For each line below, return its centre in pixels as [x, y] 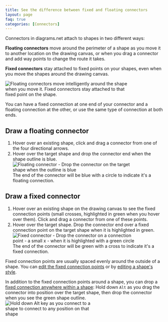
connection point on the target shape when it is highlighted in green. [83, 230]
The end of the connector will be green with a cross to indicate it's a [83, 246]
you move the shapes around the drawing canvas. [57, 74]
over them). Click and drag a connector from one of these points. [80, 219]
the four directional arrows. [41, 148]
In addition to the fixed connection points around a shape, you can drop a [81, 282]
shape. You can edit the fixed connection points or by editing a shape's [79, 266]
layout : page [19, 15]
